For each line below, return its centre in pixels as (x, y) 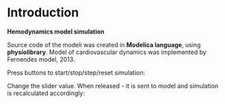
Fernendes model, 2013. (41, 59)
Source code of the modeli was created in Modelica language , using (104, 44)
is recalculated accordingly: (46, 93)
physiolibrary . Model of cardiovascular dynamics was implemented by (107, 52)
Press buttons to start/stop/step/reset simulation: (76, 73)
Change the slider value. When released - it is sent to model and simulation (113, 86)
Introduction (43, 13)
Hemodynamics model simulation (56, 31)
